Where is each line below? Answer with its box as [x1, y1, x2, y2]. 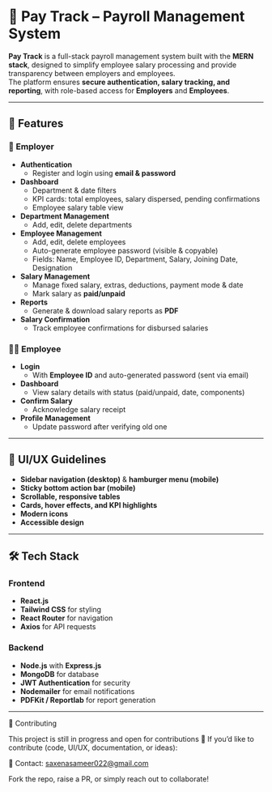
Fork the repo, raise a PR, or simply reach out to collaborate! [8, 773, 209, 784]
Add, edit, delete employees [32, 236, 126, 246]
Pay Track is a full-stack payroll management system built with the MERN [8, 51, 254, 61]
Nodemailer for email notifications [19, 686, 135, 696]
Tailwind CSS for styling [19, 605, 102, 615]
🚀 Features [8, 117, 64, 130]
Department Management [19, 211, 109, 221]
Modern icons [19, 509, 69, 518]
